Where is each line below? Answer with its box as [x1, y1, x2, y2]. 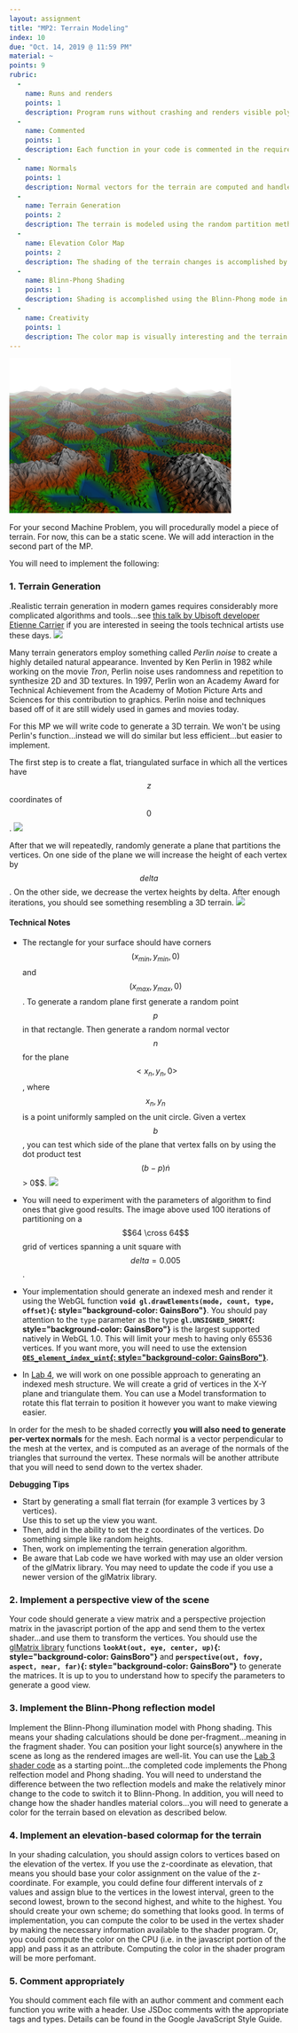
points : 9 [9, 61, 46, 70]
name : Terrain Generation [25, 201, 122, 210]
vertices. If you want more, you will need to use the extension [21, 1343, 247, 1354]
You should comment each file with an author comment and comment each [9, 1995, 284, 2006]
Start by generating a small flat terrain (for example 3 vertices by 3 [21, 1497, 266, 1507]
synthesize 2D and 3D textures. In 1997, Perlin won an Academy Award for [9, 675, 280, 686]
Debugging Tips [9, 1479, 70, 1490]
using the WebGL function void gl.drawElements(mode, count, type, [21, 1295, 275, 1307]
